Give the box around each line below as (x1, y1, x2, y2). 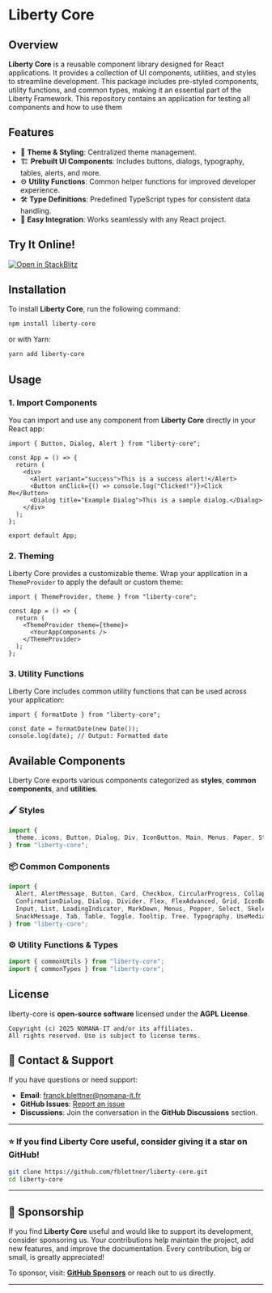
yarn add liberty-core (8, 350, 85, 358)
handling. (19, 206, 52, 215)
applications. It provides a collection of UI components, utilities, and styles (8, 68, 257, 78)
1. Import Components (8, 396, 98, 408)
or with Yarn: (8, 334, 51, 345)
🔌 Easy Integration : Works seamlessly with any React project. (19, 214, 227, 224)
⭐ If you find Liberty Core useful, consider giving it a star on (8, 1136, 248, 1147)
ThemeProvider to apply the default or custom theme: (8, 577, 184, 587)
